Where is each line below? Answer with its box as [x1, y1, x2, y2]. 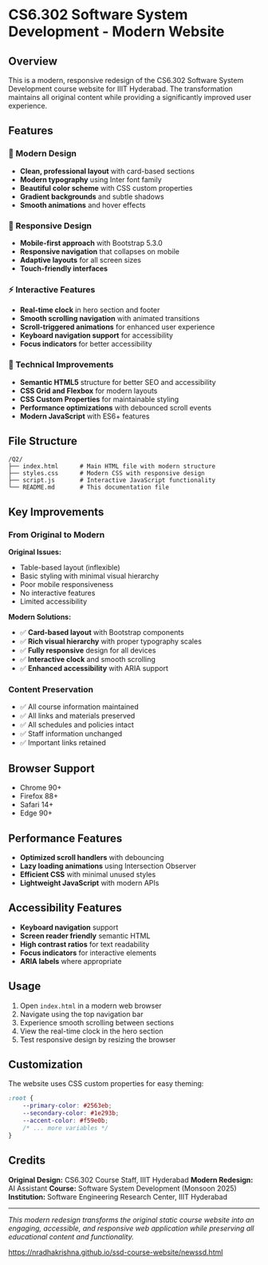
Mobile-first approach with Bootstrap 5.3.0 [19, 238, 164, 248]
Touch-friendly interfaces [19, 264, 108, 273]
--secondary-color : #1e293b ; [22, 1109, 120, 1117]
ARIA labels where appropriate [19, 956, 122, 966]
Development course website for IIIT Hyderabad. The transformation [8, 84, 233, 93]
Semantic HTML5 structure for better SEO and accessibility [19, 377, 217, 387]
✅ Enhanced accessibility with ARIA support [19, 664, 169, 673]
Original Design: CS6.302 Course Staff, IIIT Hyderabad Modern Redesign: [8, 1175, 254, 1184]
